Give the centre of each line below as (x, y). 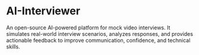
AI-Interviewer (43, 11)
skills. (13, 47)
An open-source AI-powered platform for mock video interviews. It (88, 27)
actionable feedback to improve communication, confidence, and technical (98, 40)
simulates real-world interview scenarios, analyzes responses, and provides (99, 33)
